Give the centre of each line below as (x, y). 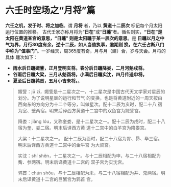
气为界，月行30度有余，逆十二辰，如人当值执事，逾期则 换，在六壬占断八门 (85, 44)
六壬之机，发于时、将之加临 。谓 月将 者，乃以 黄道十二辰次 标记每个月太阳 (84, 25)
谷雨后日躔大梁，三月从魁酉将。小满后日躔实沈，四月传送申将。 (80, 74)
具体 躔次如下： (22, 57)
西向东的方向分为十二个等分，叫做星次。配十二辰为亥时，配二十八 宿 (90, 104)
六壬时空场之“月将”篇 (51, 10)
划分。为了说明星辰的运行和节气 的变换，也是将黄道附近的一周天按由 (90, 98)
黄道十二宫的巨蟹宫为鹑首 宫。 (63, 179)
